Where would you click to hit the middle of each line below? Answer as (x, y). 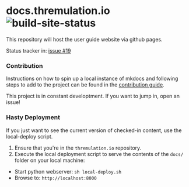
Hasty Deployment (33, 117)
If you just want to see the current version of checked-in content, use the (94, 130)
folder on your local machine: (50, 160)
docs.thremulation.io (58, 11)
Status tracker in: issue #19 (38, 50)
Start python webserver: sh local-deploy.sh (68, 171)
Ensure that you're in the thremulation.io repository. (78, 148)
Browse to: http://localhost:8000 (56, 178)
